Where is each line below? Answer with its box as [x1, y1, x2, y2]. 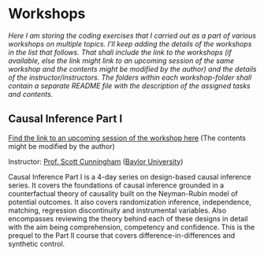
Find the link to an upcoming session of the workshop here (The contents [8, 133, 247, 143]
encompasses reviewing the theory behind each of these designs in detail [8, 213, 248, 223]
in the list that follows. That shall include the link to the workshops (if [8, 47, 232, 57]
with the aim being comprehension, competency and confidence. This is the [8, 222, 255, 232]
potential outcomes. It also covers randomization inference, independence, [8, 197, 252, 206]
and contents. [8, 89, 54, 98]
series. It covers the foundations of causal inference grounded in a [8, 180, 225, 190]
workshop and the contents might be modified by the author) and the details [8, 64, 257, 73]
